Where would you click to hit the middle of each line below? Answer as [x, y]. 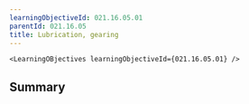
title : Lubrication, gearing [64, 34]
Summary [37, 87]
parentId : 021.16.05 [48, 26]
